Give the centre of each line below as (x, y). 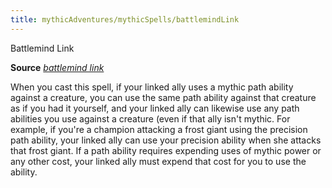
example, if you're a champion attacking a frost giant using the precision (159, 129)
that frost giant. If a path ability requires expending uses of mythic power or (166, 150)
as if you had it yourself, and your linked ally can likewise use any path (155, 108)
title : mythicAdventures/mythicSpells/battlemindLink (125, 19)
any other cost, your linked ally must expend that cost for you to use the (158, 161)
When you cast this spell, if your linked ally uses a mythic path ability (152, 87)
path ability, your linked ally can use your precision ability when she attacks (166, 140)
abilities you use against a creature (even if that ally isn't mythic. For (150, 118)
